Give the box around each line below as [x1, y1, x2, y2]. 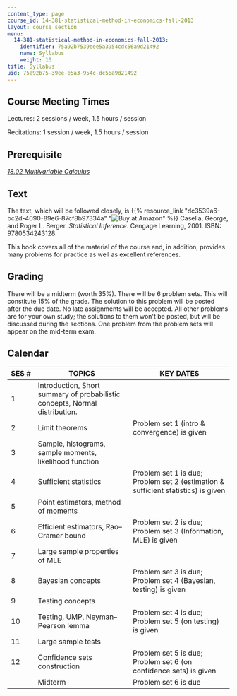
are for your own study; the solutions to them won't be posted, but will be [7, 312, 221, 320]
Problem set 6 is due [133, 677, 201, 687]
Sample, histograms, [37, 439, 106, 449]
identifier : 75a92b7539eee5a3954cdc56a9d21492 [20, 43, 159, 50]
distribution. [37, 407, 78, 417]
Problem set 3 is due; [133, 567, 203, 577]
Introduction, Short [37, 380, 100, 390]
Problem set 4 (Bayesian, [133, 575, 216, 585]
